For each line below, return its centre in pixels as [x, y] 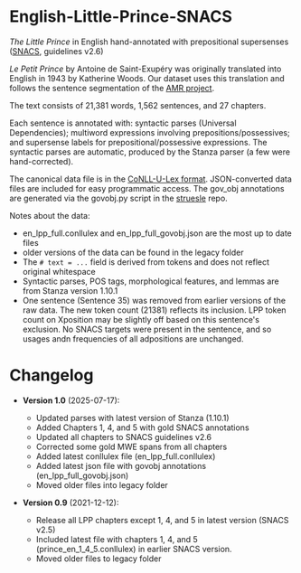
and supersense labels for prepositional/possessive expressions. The [138, 142]
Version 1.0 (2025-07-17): [71, 400]
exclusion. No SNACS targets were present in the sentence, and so [147, 329]
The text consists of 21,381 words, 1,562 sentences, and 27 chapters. [138, 105]
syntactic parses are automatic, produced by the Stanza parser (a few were [150, 152]
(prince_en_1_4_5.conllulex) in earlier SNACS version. [134, 549]
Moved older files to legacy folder [99, 559]
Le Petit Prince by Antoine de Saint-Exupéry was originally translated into [146, 69]
